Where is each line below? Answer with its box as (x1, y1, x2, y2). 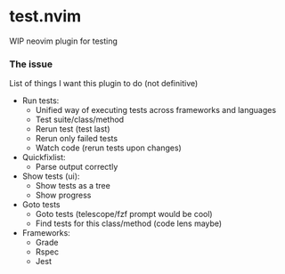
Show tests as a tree (35, 181, 111, 191)
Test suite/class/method (35, 114, 125, 125)
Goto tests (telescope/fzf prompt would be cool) (35, 209, 213, 220)
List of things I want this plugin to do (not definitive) (9, 78, 199, 89)
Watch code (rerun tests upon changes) (35, 142, 183, 153)
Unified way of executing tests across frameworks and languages (35, 105, 277, 116)
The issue (9, 58, 53, 70)
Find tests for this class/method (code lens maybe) (35, 218, 223, 229)
